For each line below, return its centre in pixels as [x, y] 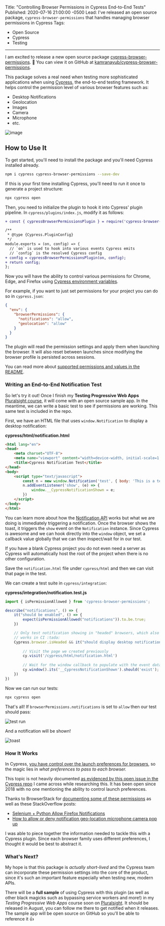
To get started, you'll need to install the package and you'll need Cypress [79, 160]
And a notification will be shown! [38, 731]
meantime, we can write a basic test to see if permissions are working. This [82, 406]
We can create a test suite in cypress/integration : [56, 583]
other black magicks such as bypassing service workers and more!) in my [80, 898]
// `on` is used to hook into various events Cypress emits [72, 248]
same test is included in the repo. [39, 411]
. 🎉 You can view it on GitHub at [62, 62]
